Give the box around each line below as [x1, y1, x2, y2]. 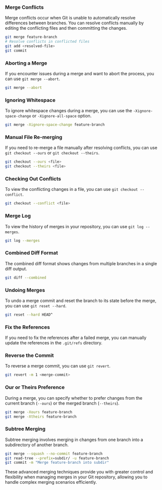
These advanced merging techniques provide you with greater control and [5, 469, 153, 475]
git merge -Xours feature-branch [5, 409, 73, 414]
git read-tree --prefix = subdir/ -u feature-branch [5, 456, 109, 460]
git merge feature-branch [5, 34, 57, 40]
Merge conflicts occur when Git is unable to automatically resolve [5, 15, 136, 21]
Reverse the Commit [5, 352, 54, 359]
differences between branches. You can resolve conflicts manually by [5, 20, 144, 26]
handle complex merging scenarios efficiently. [5, 479, 97, 485]
